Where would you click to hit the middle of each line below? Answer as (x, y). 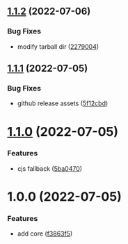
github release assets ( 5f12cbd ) (63, 103)
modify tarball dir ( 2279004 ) (58, 46)
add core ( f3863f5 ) (45, 234)
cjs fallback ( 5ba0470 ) (49, 168)
